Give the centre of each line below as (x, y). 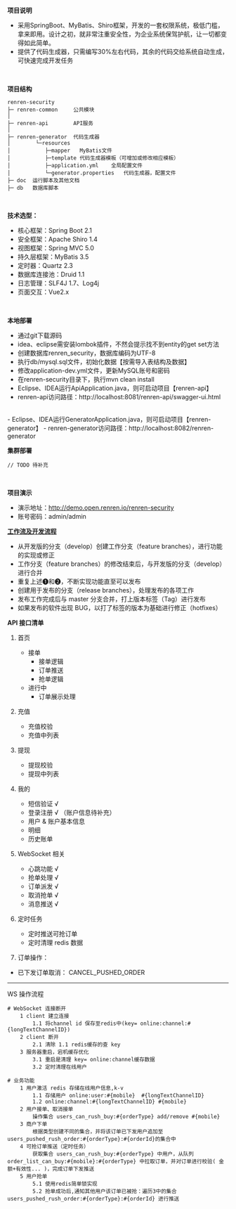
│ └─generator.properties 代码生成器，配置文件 (92, 173)
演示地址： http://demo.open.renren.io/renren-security (96, 507)
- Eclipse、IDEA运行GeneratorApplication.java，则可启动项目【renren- (109, 419)
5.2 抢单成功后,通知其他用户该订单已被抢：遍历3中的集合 (105, 1191)
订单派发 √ (43, 886)
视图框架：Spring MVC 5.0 (56, 248)
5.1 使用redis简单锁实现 (65, 1184)
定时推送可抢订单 (53, 934)
